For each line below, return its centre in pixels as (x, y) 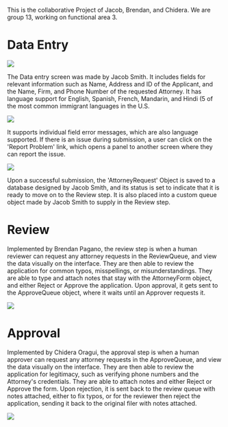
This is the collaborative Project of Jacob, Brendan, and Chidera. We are (109, 10)
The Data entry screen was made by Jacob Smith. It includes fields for (106, 77)
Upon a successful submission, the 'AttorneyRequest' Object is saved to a (111, 180)
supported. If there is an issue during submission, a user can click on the (110, 139)
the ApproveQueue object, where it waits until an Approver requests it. (106, 292)
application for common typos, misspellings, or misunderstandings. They (110, 270)
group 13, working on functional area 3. (62, 17)
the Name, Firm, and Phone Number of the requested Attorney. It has (104, 91)
